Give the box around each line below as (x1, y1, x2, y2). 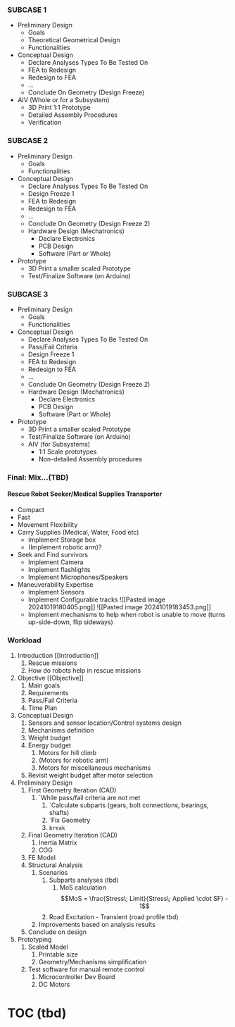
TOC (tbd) (7, 1005, 67, 1021)
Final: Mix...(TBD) (7, 472, 69, 482)
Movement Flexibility (17, 521, 78, 529)
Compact (17, 506, 44, 514)
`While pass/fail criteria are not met (38, 794, 141, 802)
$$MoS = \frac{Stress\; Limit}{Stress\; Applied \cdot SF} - (61, 895, 229, 903)
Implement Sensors (27, 588, 84, 597)
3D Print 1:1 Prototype (27, 104, 91, 112)
